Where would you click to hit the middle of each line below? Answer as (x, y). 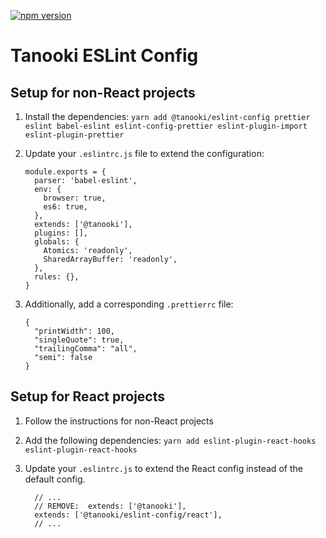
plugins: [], (61, 233)
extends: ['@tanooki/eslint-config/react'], (128, 515)
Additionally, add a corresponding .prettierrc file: (129, 304)
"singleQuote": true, (79, 340)
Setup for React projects (88, 396)
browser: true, (75, 198)
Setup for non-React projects (103, 92)
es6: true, (66, 207)
